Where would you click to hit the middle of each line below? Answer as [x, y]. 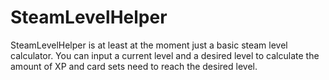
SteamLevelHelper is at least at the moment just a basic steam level [149, 45]
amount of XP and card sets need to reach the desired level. [134, 66]
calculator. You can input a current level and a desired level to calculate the [165, 55]
